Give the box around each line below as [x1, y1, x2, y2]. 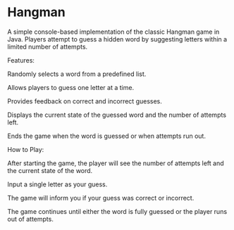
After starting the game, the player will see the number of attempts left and [7, 159, 224, 167]
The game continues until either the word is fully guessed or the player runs [7, 207, 228, 215]
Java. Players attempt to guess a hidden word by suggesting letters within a [7, 34, 228, 43]
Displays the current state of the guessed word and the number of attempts [7, 110, 227, 119]
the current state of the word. [7, 166, 93, 174]
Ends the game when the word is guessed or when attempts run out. [7, 132, 207, 140]
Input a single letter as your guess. [7, 180, 108, 189]
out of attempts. [7, 215, 54, 223]
